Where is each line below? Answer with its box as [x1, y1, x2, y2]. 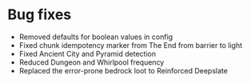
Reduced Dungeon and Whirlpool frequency [18, 57, 165, 67]
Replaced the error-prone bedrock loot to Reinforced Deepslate [18, 65, 229, 75]
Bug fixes [7, 6, 72, 24]
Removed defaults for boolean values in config [18, 32, 173, 41]
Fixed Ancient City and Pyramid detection [18, 49, 157, 58]
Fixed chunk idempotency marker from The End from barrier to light [18, 40, 243, 49]
